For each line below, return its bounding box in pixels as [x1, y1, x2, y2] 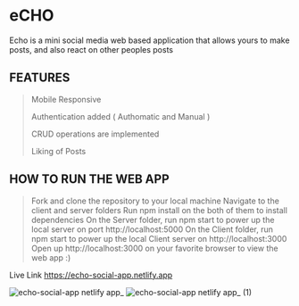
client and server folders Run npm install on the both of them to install [30, 204, 288, 215]
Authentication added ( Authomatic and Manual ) [30, 111, 211, 121]
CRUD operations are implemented [30, 128, 160, 139]
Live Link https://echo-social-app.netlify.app [9, 269, 173, 280]
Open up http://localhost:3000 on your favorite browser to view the [30, 243, 278, 253]
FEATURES [9, 70, 71, 86]
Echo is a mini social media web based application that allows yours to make [9, 35, 290, 45]
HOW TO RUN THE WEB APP [9, 171, 170, 187]
